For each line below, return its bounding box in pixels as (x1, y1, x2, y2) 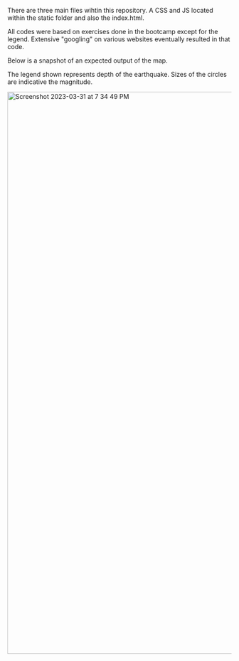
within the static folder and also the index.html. (7, 14, 144, 22)
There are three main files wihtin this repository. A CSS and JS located (7, 6, 213, 14)
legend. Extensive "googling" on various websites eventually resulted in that (7, 35, 230, 43)
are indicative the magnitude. (7, 78, 93, 86)
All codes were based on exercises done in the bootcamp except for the (7, 28, 218, 36)
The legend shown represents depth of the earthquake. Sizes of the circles (7, 70, 228, 78)
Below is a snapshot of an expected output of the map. (7, 56, 169, 65)
